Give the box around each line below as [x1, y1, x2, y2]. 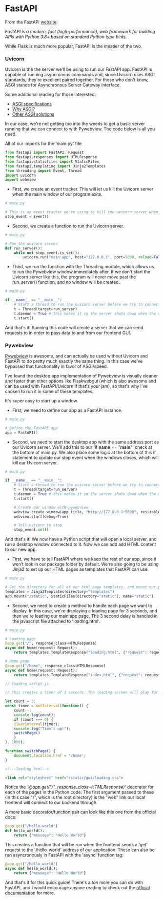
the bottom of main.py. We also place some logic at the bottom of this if [12, 449, 156, 455]
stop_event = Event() [5, 214, 49, 219]
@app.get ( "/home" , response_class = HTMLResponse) [5, 663, 106, 668]
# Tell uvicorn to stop [14, 523, 62, 528]
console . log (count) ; [14, 712, 56, 717]
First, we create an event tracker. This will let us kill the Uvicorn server [12, 186, 154, 192]
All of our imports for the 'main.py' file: [5, 141, 83, 147]
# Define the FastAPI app [5, 425, 58, 430]
